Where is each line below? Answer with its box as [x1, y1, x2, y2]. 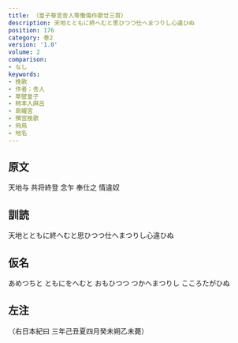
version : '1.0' [8, 41, 58, 49]
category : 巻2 [8, 33, 54, 42]
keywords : [8, 70, 41, 78]
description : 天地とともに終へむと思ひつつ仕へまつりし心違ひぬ [8, 19, 195, 27]
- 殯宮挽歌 [8, 115, 39, 122]
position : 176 [8, 26, 55, 34]
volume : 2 [8, 48, 41, 56]
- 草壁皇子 [8, 92, 39, 100]
